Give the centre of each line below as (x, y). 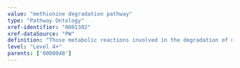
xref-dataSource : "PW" (41, 34)
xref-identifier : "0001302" (49, 27)
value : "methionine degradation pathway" (70, 14)
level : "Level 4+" (35, 47)
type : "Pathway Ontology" (46, 21)
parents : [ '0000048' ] (40, 54)
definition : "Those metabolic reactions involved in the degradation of (118, 40)
